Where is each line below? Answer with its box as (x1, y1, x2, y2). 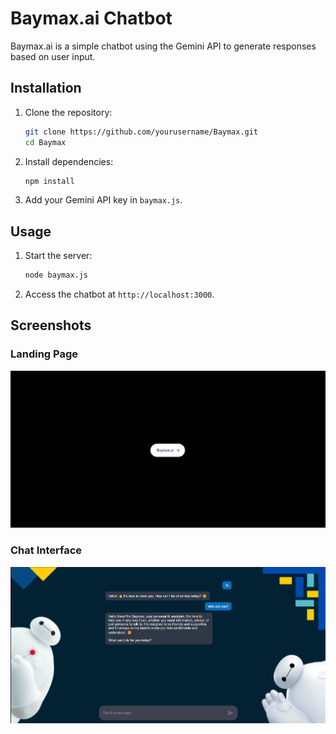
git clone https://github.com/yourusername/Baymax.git (24, 127, 259, 137)
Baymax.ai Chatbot (10, 7, 173, 30)
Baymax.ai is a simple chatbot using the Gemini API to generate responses (10, 40, 317, 52)
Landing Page (10, 347, 79, 361)
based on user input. (10, 50, 96, 62)
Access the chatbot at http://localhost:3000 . (24, 288, 215, 301)
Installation (10, 80, 82, 97)
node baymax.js (24, 270, 89, 281)
